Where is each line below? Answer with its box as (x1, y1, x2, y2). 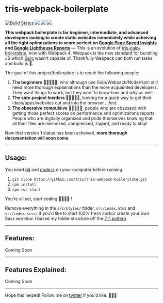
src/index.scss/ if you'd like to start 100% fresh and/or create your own (5, 210, 149, 216)
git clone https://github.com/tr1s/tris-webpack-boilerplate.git (12, 177, 147, 182)
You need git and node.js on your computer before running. (5, 167, 124, 172)
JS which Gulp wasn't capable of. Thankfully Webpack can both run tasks (5, 55, 153, 61)
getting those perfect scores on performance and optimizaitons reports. (12, 110, 156, 116)
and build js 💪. (5, 60, 33, 66)
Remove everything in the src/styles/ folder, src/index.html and (5, 205, 136, 211)
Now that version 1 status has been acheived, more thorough (5, 130, 128, 135)
